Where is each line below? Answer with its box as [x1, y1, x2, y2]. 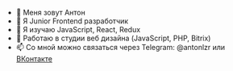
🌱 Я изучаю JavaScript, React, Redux [15, 25, 141, 34]
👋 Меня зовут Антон [15, 8, 86, 17]
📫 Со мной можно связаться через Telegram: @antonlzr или [15, 43, 226, 52]
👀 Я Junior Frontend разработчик [15, 16, 129, 26]
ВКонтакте [15, 54, 52, 64]
